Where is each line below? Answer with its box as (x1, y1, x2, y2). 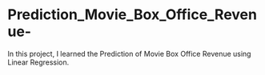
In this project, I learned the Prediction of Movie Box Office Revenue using (7, 49, 251, 58)
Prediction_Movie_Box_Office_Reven (7, 6, 258, 24)
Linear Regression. (7, 57, 70, 67)
